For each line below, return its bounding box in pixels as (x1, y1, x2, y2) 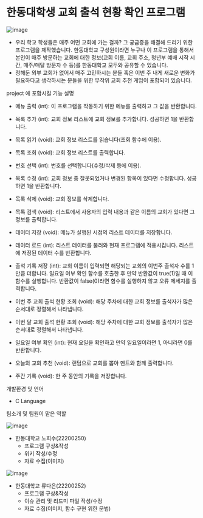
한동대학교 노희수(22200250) (15, 434, 86, 441)
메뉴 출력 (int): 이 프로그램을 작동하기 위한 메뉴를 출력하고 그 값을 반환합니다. (15, 102, 197, 109)
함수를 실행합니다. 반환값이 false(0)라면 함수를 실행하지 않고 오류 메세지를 (15, 277, 190, 285)
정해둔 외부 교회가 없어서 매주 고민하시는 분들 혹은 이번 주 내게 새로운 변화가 (15, 69, 196, 76)
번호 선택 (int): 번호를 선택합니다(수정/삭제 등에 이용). (15, 162, 142, 169)
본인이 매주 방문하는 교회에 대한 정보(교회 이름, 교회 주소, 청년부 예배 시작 (15, 54, 189, 61)
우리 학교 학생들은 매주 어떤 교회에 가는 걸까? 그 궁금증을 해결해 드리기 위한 (15, 38, 193, 46)
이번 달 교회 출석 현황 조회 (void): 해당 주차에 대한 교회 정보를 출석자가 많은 (15, 318, 193, 325)
